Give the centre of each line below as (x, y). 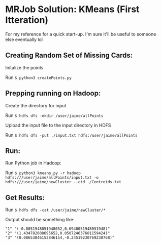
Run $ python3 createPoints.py (39, 77)
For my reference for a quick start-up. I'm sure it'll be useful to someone (81, 34)
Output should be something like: (40, 220)
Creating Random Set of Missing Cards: (69, 55)
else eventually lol (24, 39)
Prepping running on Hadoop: (53, 93)
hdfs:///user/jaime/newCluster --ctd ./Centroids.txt (63, 182)
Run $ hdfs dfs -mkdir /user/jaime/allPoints (54, 115)
